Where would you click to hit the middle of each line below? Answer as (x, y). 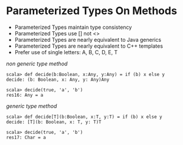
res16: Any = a (25, 95)
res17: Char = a (26, 137)
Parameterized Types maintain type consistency (73, 27)
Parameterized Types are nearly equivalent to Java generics (88, 39)
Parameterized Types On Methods (91, 11)
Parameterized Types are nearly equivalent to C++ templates (89, 46)
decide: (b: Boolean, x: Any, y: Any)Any (58, 80)
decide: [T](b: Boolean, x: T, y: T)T (54, 122)
